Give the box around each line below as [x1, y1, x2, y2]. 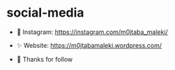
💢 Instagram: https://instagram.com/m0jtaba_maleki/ [16, 28, 168, 36]
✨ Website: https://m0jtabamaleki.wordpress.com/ [16, 41, 162, 49]
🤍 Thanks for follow [16, 55, 73, 63]
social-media [6, 5, 84, 21]
